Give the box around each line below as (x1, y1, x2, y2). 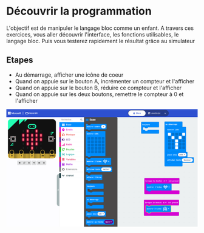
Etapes (6, 55, 33, 65)
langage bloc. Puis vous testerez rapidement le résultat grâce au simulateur (6, 37, 195, 44)
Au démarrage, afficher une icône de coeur (15, 71, 124, 78)
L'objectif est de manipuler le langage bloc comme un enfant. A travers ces (6, 24, 194, 32)
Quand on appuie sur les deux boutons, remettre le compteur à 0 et (15, 90, 184, 98)
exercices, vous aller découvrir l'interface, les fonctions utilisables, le (6, 30, 179, 38)
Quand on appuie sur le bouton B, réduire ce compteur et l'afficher (15, 84, 182, 91)
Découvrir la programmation (6, 4, 152, 18)
